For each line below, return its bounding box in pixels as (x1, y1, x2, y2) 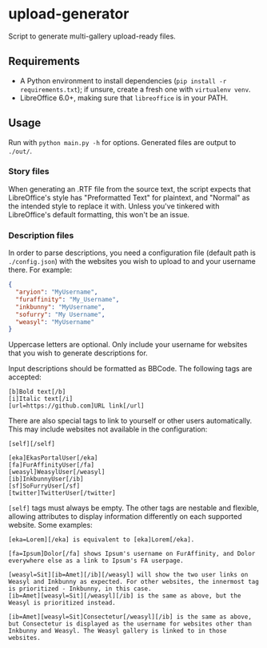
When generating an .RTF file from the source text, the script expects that (8, 184, 252, 193)
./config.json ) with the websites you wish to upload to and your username (8, 257, 256, 266)
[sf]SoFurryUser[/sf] (8, 482, 81, 490)
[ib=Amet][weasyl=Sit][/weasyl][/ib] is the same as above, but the (8, 592, 241, 600)
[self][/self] (8, 440, 56, 448)
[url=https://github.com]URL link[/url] (8, 402, 145, 410)
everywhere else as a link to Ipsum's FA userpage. (8, 557, 184, 565)
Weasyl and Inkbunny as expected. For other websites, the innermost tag (8, 578, 260, 586)
